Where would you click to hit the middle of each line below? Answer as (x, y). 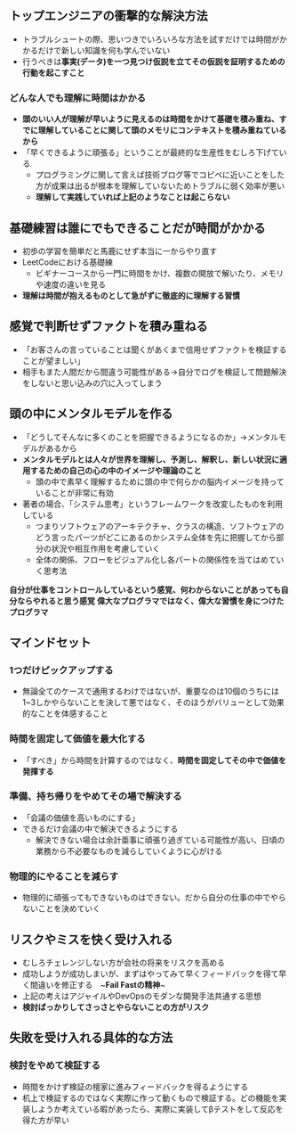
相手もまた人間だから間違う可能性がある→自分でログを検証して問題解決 (154, 372)
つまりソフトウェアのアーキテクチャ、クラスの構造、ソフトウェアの (160, 526)
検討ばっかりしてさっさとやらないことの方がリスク (116, 1007)
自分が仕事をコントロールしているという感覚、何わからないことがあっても (145, 589)
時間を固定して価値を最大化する (77, 739)
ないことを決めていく (61, 908)
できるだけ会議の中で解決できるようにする (100, 828)
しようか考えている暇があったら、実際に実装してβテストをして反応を (157, 1109)
